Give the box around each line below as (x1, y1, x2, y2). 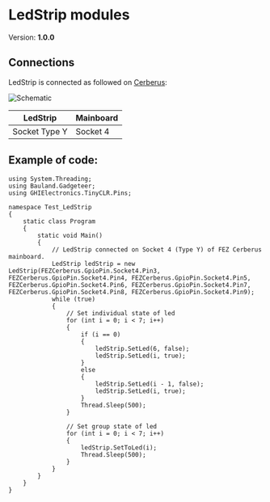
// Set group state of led (65, 422, 158, 430)
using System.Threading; (8, 175, 92, 183)
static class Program (23, 217, 95, 226)
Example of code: (8, 154, 99, 167)
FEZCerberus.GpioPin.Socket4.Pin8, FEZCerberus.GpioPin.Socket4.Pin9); (8, 288, 255, 296)
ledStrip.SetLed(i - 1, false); (95, 380, 205, 388)
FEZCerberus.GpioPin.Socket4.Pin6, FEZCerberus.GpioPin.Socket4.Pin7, (8, 281, 251, 289)
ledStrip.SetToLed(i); (80, 443, 158, 452)
